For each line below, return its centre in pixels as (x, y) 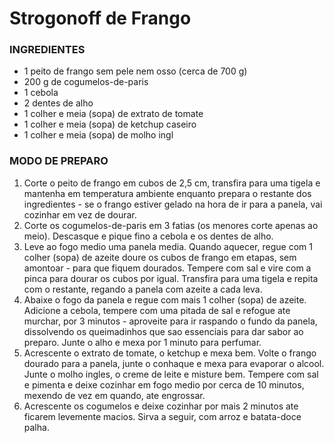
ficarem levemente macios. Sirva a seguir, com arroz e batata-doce (162, 416)
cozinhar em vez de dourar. (80, 214)
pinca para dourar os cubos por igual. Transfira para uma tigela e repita (171, 278)
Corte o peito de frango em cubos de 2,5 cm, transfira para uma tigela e (172, 183)
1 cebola (41, 93)
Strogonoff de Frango (100, 18)
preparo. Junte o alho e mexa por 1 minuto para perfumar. (142, 342)
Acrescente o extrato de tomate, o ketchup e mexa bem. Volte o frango (170, 353)
